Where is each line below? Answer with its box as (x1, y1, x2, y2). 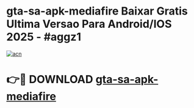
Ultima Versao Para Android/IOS (6, 17, 172, 31)
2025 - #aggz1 (6, 30, 81, 44)
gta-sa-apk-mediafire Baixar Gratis (6, 4, 188, 18)
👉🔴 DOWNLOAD (6, 73, 93, 86)
